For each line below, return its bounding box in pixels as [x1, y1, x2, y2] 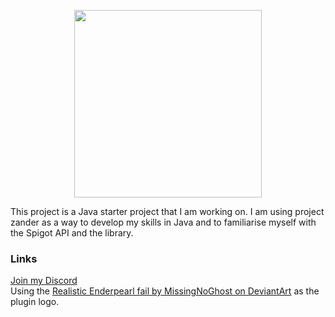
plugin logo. [10, 296, 60, 308]
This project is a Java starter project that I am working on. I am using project [10, 206, 325, 217]
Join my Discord [10, 275, 78, 287]
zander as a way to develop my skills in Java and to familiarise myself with [10, 216, 317, 228]
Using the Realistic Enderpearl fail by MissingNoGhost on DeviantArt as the [10, 285, 320, 297]
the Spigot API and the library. [10, 227, 134, 239]
